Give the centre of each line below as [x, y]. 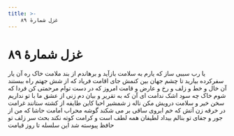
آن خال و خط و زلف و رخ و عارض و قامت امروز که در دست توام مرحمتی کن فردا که [117, 88]
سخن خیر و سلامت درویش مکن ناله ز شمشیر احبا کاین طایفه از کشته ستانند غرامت [116, 103]
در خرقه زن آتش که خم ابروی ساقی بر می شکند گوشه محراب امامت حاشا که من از [117, 110]
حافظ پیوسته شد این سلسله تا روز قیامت [61, 125]
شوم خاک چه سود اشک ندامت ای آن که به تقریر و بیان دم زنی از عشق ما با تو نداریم [117, 96]
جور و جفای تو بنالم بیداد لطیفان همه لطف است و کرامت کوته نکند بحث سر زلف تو [115, 118]
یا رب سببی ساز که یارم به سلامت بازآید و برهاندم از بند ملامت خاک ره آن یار [107, 74]
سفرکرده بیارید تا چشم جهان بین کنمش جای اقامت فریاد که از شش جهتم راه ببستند [116, 81]
